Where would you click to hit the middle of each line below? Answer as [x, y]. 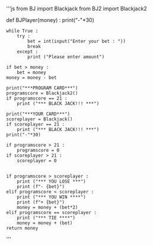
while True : [22, 31]
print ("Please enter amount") [66, 57]
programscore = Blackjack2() [42, 93]
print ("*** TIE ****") [46, 218]
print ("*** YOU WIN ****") [51, 197]
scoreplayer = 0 [37, 161]
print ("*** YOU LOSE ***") [51, 182]
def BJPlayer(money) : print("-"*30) [50, 20]
